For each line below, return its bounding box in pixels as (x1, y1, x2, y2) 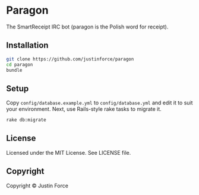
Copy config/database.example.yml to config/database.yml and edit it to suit (6, 99, 193, 107)
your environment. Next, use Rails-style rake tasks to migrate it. (6, 106, 162, 113)
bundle (6, 67, 23, 73)
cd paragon (6, 62, 33, 68)
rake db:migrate (6, 117, 46, 123)
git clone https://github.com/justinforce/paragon (6, 56, 134, 62)
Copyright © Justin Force (6, 182, 68, 189)
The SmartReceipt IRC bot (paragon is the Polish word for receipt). (6, 23, 169, 30)
